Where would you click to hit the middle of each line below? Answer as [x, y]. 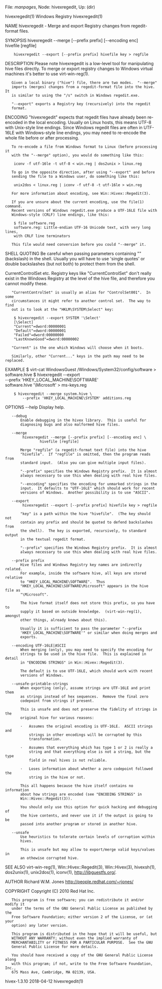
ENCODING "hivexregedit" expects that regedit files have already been [76, 117]
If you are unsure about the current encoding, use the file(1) [78, 202]
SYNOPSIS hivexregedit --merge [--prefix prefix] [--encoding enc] [72, 40]
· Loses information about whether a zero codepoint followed [86, 769]
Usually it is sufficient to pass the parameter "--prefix [81, 629]
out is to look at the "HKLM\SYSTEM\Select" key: [63, 309]
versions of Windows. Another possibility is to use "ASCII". [85, 493]
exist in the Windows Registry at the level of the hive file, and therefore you [80, 278]
